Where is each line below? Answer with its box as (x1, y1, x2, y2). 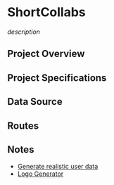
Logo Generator (17, 170, 64, 178)
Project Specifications (7, 72, 107, 84)
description (7, 27, 41, 36)
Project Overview (7, 48, 85, 60)
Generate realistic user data (17, 162, 99, 171)
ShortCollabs (7, 4, 86, 20)
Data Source (7, 96, 63, 108)
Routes (7, 120, 39, 132)
